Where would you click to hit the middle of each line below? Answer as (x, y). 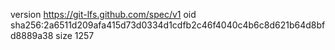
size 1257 (75, 35)
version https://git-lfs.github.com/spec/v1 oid (103, 14)
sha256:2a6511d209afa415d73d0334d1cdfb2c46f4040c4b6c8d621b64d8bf (168, 25)
